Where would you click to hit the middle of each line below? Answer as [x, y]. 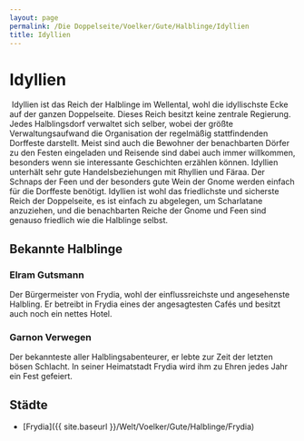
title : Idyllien [40, 34]
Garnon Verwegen [51, 337]
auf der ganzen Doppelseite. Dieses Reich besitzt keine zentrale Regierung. [150, 114]
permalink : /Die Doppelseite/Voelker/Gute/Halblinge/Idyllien [129, 26]
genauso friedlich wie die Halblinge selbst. [89, 220]
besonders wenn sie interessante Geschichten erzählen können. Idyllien [144, 162]
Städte [29, 405]
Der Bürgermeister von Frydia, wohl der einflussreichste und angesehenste [150, 294]
